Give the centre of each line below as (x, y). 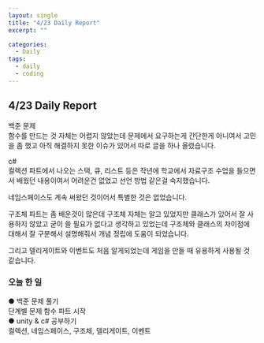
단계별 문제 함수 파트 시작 (47, 311)
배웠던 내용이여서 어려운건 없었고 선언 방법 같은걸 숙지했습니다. (113, 180)
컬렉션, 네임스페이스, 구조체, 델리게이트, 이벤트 (80, 330)
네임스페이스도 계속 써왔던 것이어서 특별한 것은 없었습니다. (98, 197)
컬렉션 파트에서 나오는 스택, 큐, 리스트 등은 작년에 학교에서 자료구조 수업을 (121, 170)
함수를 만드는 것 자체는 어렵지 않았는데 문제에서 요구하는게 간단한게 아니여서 (125, 136)
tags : (17, 59)
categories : (28, 44)
